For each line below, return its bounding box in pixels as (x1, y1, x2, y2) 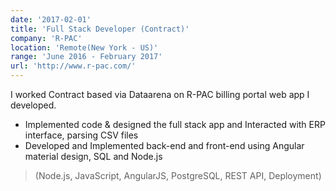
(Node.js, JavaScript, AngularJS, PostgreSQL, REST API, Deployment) (34, 170, 322, 181)
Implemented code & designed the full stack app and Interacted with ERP (24, 119, 326, 130)
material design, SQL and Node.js (24, 151, 163, 162)
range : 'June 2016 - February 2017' (10, 52, 163, 62)
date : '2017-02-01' (10, 14, 92, 25)
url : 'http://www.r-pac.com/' (10, 61, 137, 71)
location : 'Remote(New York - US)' (10, 42, 159, 53)
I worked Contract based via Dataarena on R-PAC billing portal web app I (10, 89, 310, 100)
